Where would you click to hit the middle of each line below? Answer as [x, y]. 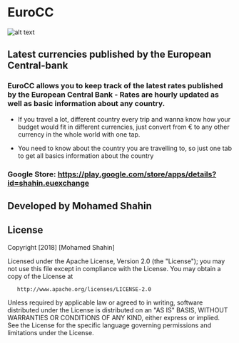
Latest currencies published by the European [110, 54]
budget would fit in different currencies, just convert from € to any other [123, 127]
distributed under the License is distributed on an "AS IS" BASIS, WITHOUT [118, 310]
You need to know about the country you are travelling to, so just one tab [124, 148]
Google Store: [32, 174]
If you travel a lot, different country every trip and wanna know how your [124, 119]
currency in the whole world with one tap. [79, 134]
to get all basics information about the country [86, 155]
